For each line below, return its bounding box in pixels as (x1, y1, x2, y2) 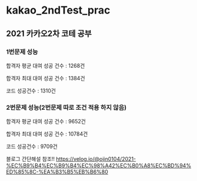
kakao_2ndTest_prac (6, 4, 111, 17)
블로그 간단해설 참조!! (6, 156, 55, 163)
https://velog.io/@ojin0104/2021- (55, 156, 136, 163)
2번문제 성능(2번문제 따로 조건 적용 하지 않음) (6, 103, 127, 111)
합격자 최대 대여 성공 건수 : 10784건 (6, 130, 88, 137)
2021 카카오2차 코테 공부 (6, 28, 92, 38)
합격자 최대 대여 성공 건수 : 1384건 (6, 74, 85, 81)
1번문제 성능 (6, 48, 38, 56)
